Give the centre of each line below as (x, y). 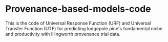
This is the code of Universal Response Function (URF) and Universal (78, 23)
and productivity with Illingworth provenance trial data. (63, 34)
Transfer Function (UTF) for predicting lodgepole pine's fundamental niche (84, 28)
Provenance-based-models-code (78, 9)
